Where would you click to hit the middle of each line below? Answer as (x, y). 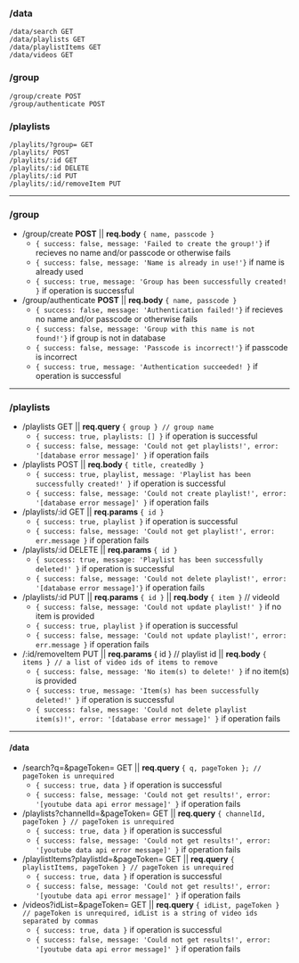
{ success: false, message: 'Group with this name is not (145, 329)
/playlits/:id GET (43, 160)
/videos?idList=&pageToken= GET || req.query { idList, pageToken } (151, 904)
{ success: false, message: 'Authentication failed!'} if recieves (159, 309)
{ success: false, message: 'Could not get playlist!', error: (155, 532)
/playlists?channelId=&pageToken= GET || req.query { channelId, (144, 813)
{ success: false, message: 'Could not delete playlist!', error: (161, 579)
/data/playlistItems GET (55, 47)
